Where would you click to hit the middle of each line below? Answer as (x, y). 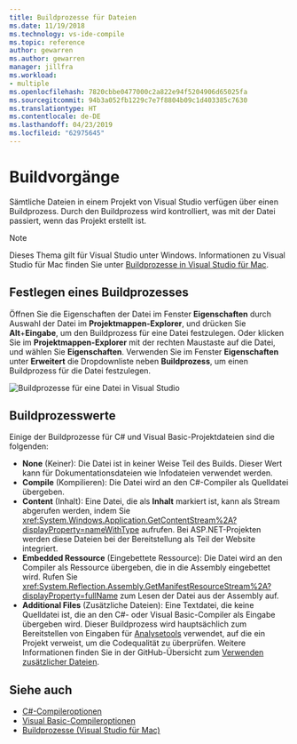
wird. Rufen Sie (50, 577)
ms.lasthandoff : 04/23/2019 (61, 125)
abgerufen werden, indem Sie (76, 511)
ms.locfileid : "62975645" (57, 133)
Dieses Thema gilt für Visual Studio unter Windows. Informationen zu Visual (147, 255)
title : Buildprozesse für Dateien (73, 17)
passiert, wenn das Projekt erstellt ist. (78, 220)
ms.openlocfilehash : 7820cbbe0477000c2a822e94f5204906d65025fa (129, 92)
